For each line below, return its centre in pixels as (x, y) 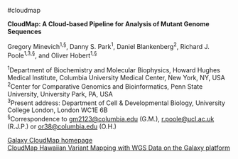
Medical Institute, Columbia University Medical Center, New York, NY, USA (116, 77)
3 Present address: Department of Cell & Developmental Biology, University (117, 102)
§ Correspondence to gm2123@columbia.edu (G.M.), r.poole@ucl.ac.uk (111, 118)
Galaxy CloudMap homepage (50, 140)
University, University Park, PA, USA (60, 94)
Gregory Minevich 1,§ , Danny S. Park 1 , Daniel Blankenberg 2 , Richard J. (108, 46)
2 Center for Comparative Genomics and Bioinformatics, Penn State (105, 86)
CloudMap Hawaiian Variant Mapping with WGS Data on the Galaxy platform (119, 148)
